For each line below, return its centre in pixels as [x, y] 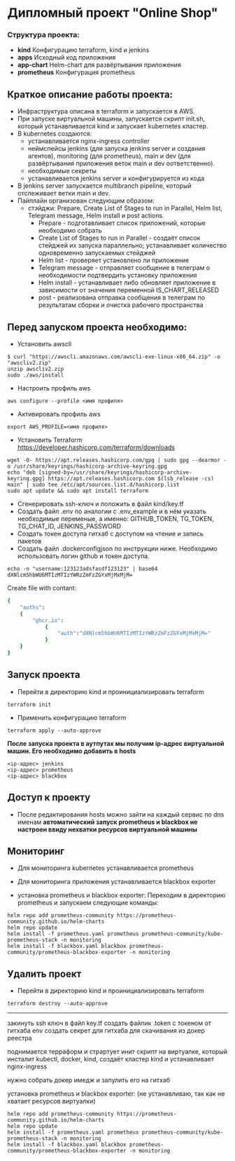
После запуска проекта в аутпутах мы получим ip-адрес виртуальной [116, 743]
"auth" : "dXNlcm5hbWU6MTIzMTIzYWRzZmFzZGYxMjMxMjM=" [134, 633]
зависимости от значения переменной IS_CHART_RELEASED [129, 290]
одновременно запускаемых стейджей [97, 253]
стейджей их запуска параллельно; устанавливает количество [133, 245]
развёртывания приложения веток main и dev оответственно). [121, 163]
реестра [20, 1038]
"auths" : [33, 607]
